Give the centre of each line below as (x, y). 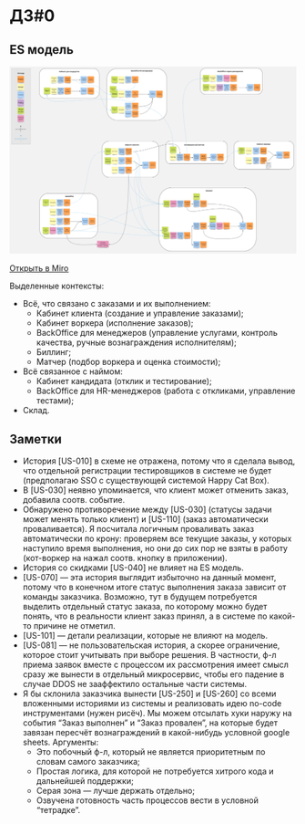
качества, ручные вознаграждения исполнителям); (136, 342)
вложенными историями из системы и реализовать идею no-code (152, 704)
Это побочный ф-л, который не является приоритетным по (151, 752)
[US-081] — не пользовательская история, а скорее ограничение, (151, 645)
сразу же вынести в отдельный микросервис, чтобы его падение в (153, 674)
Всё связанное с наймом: (72, 371)
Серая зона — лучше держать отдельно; (116, 791)
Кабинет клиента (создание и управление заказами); (140, 313)
